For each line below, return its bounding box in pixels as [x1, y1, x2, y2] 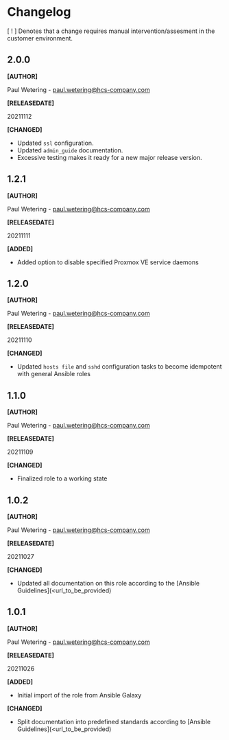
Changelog [7, 4, 71, 20]
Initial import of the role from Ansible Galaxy [16, 691, 142, 699]
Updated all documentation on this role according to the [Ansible [16, 579, 200, 587]
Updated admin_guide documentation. [16, 146, 123, 154]
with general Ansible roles [16, 370, 91, 378]
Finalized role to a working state [16, 474, 108, 483]
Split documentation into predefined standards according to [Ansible [16, 717, 211, 726]
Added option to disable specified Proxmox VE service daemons [16, 258, 199, 266]
